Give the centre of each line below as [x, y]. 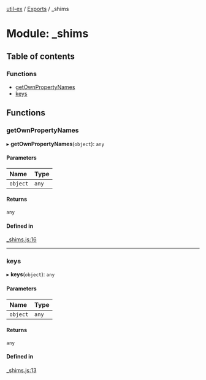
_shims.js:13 [21, 370]
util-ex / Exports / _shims [38, 9]
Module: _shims [48, 34]
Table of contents [40, 56]
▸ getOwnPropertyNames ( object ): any [55, 144]
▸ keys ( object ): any [31, 274]
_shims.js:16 [21, 239]
